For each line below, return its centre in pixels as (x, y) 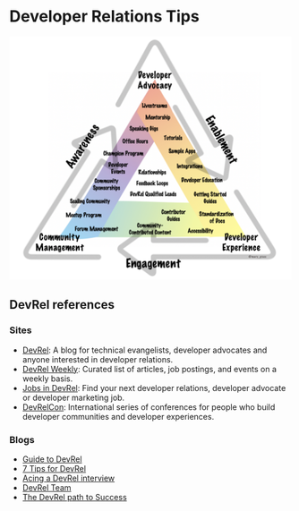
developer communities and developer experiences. (118, 416)
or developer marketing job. (73, 397)
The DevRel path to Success (74, 498)
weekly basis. (47, 379)
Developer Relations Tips (104, 17)
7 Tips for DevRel (54, 469)
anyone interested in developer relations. (98, 359)
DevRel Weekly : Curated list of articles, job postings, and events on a (149, 369)
